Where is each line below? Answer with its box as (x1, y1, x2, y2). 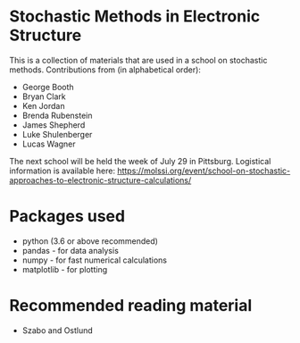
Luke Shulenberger (21, 129, 93, 139)
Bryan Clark (21, 91, 66, 102)
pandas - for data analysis (21, 245, 119, 255)
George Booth (21, 81, 74, 92)
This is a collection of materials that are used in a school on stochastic (9, 54, 268, 65)
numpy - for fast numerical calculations (21, 255, 168, 265)
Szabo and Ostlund (21, 324, 94, 336)
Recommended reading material (9, 296, 253, 316)
